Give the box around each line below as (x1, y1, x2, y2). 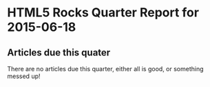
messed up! (7, 72, 41, 80)
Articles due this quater (7, 47, 111, 58)
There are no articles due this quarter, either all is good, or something (7, 65, 204, 73)
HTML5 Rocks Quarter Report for (7, 5, 200, 21)
